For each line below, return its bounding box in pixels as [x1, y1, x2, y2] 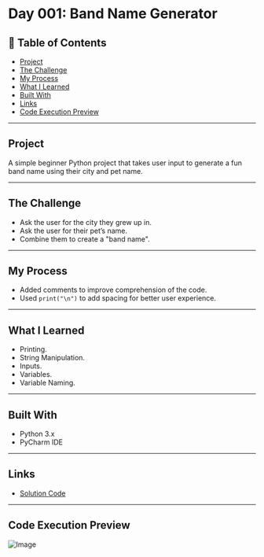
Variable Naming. [19, 378, 76, 388]
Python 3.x [19, 430, 55, 439]
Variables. [19, 370, 53, 379]
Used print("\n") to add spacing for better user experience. [19, 293, 217, 303]
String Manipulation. [19, 353, 85, 363]
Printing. [19, 345, 47, 354]
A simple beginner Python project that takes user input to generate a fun [8, 158, 242, 168]
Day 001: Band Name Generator [8, 5, 218, 23]
